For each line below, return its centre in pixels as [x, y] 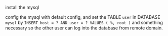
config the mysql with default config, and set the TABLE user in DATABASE [83, 17]
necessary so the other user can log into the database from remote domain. [84, 28]
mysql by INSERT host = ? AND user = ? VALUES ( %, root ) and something [84, 23]
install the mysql [22, 7]
